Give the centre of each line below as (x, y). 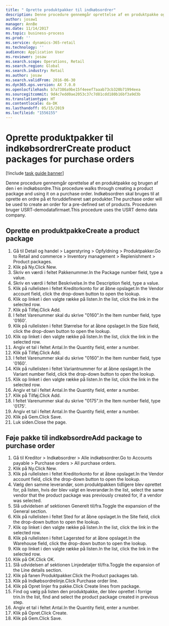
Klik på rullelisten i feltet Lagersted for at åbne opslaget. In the (76, 538)
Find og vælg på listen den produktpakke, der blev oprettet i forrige (82, 592)
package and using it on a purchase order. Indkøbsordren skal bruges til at (82, 193)
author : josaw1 (22, 19)
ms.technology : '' (25, 47)
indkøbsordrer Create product (68, 149)
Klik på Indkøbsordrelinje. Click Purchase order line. (65, 581)
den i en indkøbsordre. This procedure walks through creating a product (79, 188)
